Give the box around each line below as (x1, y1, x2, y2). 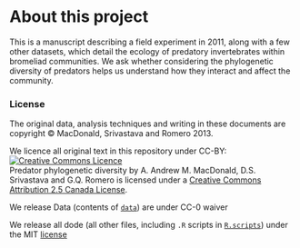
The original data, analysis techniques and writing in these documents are (9, 118, 286, 129)
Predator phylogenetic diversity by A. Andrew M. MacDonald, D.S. (9, 165, 256, 176)
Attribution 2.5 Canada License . (9, 184, 128, 195)
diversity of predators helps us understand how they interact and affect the (9, 65, 291, 76)
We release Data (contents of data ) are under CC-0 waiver (9, 202, 229, 213)
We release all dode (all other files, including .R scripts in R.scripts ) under (9, 220, 288, 231)
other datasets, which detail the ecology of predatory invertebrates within (9, 45, 285, 56)
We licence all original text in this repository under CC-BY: (9, 145, 227, 156)
